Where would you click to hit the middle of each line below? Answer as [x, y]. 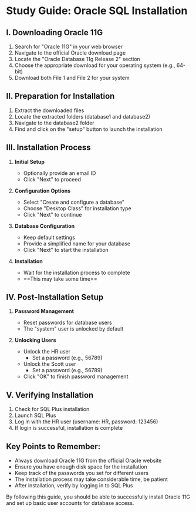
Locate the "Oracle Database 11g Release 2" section [77, 59]
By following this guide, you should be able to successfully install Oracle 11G [98, 497]
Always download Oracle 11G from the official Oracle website [88, 461]
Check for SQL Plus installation [52, 409]
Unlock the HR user [47, 352]
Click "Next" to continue [53, 214]
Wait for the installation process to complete [77, 272]
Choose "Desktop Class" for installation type [77, 208]
